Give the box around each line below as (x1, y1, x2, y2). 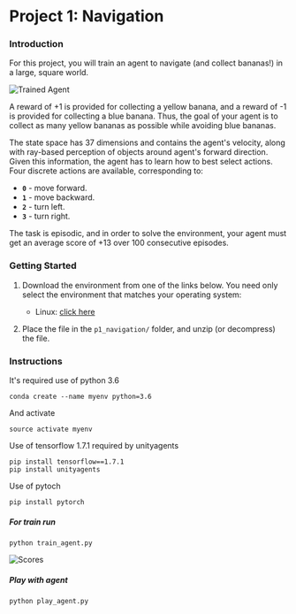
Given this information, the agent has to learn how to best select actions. (9, 157, 274, 167)
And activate (9, 408, 56, 418)
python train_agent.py (9, 539, 93, 548)
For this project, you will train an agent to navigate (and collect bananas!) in (9, 58, 284, 68)
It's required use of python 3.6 (9, 375, 120, 386)
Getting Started (9, 259, 77, 272)
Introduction (9, 38, 64, 50)
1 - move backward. (21, 192, 95, 203)
